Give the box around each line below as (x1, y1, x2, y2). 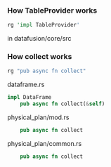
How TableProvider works (7, 6, 98, 15)
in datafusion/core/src (7, 34, 72, 43)
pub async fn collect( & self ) (20, 100, 105, 107)
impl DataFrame (7, 94, 52, 101)
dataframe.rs (7, 80, 45, 89)
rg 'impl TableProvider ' (7, 22, 80, 29)
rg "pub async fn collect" (7, 67, 86, 75)
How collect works (7, 52, 72, 62)
